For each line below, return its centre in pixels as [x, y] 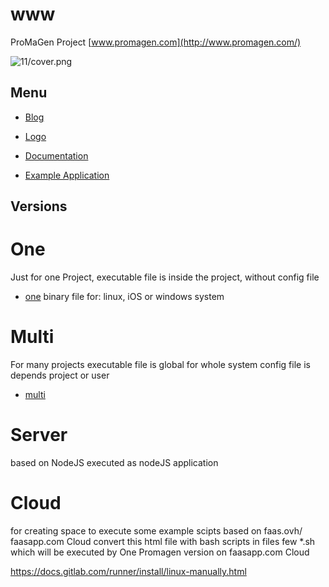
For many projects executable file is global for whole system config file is [160, 365]
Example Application [67, 175]
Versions [39, 206]
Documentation [56, 155]
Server [39, 435]
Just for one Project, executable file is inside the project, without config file [165, 277]
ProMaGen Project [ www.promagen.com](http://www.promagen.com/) [156, 42]
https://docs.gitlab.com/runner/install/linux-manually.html [128, 571]
